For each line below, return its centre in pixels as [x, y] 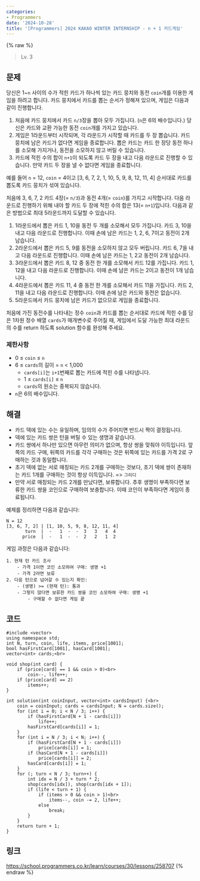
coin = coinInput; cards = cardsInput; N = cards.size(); [90, 706]
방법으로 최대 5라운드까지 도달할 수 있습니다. [64, 213]
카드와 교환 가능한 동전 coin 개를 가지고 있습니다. [82, 128]
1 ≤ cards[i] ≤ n [44, 379]
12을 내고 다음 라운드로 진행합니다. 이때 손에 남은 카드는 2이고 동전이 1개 [99, 270]
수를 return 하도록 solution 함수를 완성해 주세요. [68, 328]
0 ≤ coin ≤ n [30, 358]
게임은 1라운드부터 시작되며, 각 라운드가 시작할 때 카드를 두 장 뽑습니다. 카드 [103, 135]
